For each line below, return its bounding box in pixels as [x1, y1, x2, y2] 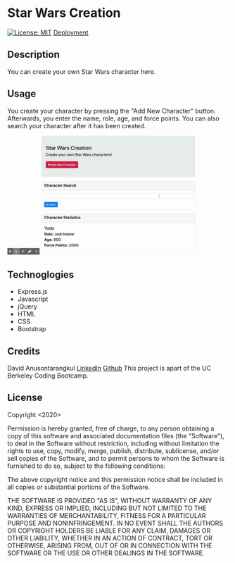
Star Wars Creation [7, 5, 121, 21]
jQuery [17, 302, 37, 311]
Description [7, 49, 60, 61]
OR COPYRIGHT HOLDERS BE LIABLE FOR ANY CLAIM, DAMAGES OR [7, 526, 211, 535]
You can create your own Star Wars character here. [7, 67, 156, 75]
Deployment [53, 28, 89, 37]
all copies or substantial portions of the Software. [7, 483, 150, 491]
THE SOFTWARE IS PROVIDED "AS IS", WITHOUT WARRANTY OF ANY [7, 496, 212, 505]
